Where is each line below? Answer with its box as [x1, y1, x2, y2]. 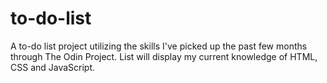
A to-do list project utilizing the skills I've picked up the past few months [10, 40, 308, 52]
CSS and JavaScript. [10, 61, 96, 73]
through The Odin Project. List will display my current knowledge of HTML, [10, 50, 318, 62]
